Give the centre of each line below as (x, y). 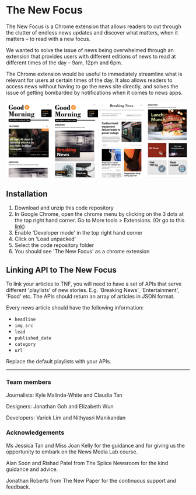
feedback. (18, 487)
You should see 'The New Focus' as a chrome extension (82, 252)
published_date (33, 338)
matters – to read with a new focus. (48, 39)
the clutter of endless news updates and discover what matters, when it (92, 32)
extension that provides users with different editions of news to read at (91, 56)
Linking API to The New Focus (61, 270)
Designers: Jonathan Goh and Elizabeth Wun (60, 406)
